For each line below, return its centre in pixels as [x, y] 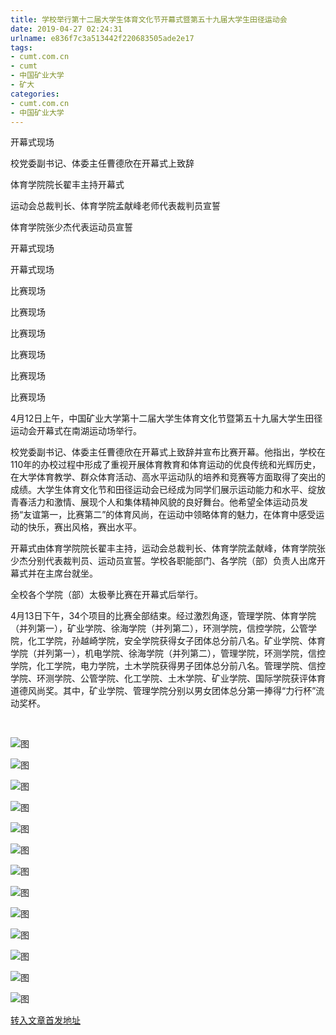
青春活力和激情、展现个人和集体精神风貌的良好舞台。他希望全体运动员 [155, 502]
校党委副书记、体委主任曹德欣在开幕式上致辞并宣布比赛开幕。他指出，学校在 [168, 452]
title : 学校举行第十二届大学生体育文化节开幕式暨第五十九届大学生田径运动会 [149, 19]
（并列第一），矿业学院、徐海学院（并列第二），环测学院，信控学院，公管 [159, 628]
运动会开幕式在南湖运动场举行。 [76, 431]
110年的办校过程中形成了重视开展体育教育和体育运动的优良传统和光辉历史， [166, 465]
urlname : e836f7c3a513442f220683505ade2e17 [102, 38]
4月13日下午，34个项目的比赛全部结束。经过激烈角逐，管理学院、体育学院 [163, 616]
